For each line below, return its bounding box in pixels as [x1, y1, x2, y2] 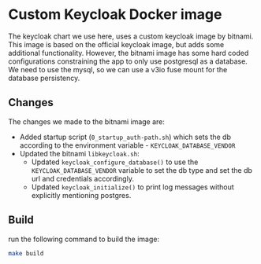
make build [8, 249, 44, 257]
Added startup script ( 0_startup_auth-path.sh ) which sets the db [19, 132, 231, 141]
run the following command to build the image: [8, 234, 160, 244]
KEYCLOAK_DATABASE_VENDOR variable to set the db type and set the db [31, 165, 252, 174]
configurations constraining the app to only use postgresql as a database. [8, 57, 248, 66]
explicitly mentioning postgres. [31, 190, 132, 200]
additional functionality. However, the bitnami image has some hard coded [8, 48, 249, 57]
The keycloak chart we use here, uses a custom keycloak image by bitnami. [8, 31, 254, 41]
